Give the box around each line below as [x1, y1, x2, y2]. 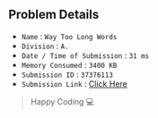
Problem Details [8, 7, 100, 22]
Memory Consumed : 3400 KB [21, 59, 118, 70]
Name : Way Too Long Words [21, 30, 118, 41]
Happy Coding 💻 [30, 96, 95, 106]
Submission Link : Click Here [21, 78, 127, 88]
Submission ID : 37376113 [21, 69, 114, 80]
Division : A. [21, 40, 69, 51]
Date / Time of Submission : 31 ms [21, 49, 150, 61]
